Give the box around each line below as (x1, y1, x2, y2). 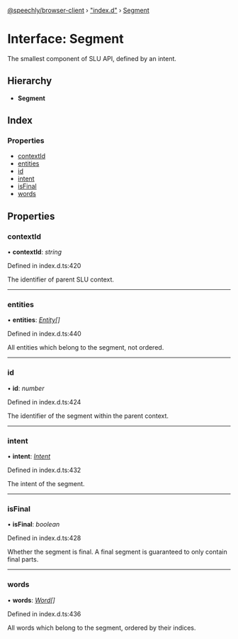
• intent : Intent (7, 452, 51, 461)
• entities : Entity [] (7, 316, 60, 324)
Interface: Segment (7, 31, 124, 47)
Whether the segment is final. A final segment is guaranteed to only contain (7, 547, 228, 557)
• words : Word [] (7, 596, 55, 604)
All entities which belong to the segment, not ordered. (7, 343, 164, 352)
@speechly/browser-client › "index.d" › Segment (7, 6, 150, 14)
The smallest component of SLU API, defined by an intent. (7, 54, 177, 63)
